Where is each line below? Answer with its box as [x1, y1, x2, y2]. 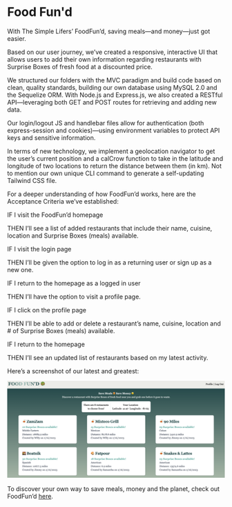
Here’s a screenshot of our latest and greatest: [7, 366, 139, 375]
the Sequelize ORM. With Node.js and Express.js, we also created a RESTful [7, 91, 223, 99]
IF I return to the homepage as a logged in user [7, 278, 141, 287]
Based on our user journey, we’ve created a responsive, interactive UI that [7, 48, 218, 56]
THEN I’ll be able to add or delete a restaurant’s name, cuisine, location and [7, 319, 221, 328]
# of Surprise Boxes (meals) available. [7, 326, 115, 335]
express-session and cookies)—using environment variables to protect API [7, 126, 220, 134]
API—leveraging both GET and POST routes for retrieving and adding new [7, 98, 217, 106]
